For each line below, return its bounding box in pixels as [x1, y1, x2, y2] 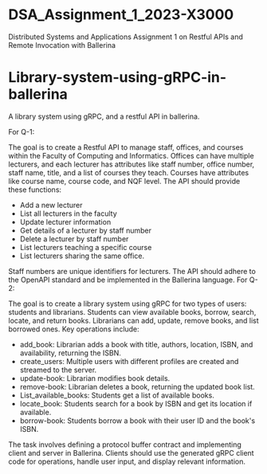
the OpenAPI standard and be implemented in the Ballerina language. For [8, 275, 248, 284]
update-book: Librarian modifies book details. [19, 373, 171, 383]
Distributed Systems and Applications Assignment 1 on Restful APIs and [8, 32, 243, 41]
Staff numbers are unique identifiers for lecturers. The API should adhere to [8, 266, 257, 276]
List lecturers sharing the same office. [19, 251, 145, 261]
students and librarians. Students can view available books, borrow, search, [8, 307, 257, 316]
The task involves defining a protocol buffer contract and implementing [8, 440, 241, 449]
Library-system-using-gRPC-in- [8, 69, 227, 87]
